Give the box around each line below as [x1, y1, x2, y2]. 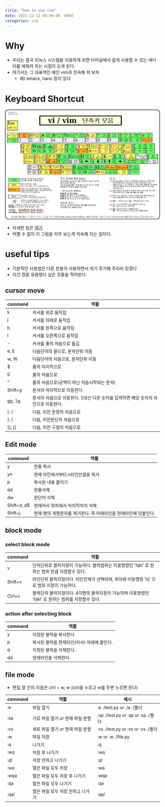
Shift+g [7, 387, 22, 393]
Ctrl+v [7, 593, 20, 599]
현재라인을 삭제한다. [32, 655, 71, 661]
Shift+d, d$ [7, 503, 30, 508]
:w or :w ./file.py [97, 734, 130, 740]
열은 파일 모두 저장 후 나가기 [32, 773, 86, 778]
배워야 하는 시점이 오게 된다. [21, 63, 75, 69]
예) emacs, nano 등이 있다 [19, 75, 71, 81]
